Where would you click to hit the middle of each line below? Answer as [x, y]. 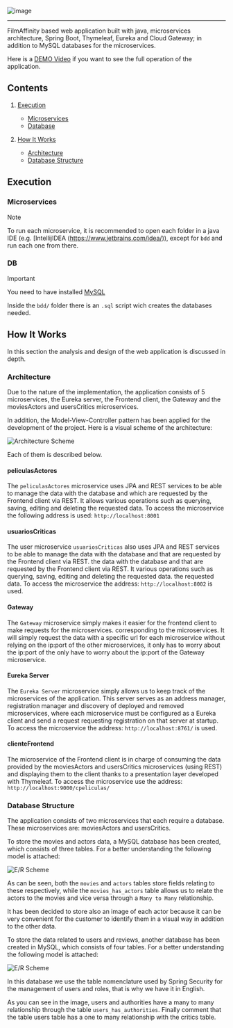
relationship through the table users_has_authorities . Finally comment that [114, 1010]
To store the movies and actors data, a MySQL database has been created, [114, 842]
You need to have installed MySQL [56, 291]
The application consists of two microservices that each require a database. [116, 821]
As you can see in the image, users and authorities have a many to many [111, 1002]
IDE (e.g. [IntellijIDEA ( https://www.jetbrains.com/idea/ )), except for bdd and [115, 238]
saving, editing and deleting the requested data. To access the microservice [115, 508]
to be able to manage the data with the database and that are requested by [114, 554]
